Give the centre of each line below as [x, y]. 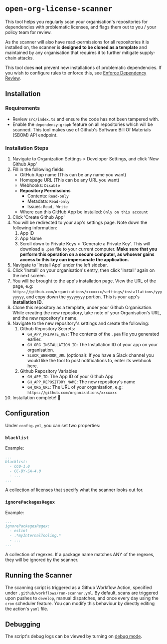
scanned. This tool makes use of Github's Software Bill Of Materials [82, 129]
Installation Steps [27, 148]
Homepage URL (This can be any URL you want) [70, 180]
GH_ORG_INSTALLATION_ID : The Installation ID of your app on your [92, 344]
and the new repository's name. [45, 318]
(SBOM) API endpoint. [35, 135]
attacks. [25, 58]
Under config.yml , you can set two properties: [53, 425]
